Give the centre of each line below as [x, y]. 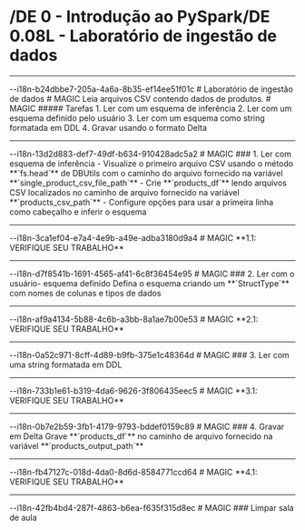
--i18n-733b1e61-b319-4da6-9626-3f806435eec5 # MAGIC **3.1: [133, 390]
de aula [24, 517]
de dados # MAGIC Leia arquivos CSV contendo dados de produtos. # [140, 98]
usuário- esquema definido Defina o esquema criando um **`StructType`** [150, 283]
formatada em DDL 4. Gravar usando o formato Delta [108, 127]
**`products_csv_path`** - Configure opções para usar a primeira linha [142, 202]
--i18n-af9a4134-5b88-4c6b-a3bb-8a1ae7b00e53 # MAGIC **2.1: [134, 319]
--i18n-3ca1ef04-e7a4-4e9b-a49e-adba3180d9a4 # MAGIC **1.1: [133, 237]
